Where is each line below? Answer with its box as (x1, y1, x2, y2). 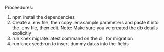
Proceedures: (5, 5, 34, 10)
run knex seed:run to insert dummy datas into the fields (12, 41, 129, 47)
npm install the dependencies (12, 14, 75, 20)
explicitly (12, 30, 31, 36)
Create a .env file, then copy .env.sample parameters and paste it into (12, 20, 159, 25)
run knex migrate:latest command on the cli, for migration (12, 35, 133, 41)
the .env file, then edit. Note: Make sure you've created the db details (12, 25, 158, 31)
